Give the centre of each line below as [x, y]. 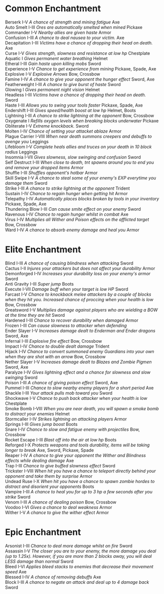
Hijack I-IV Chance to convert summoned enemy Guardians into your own [80, 351]
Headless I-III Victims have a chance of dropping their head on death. [76, 95]
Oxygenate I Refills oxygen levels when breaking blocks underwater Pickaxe [82, 121]
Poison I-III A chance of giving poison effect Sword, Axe [62, 382]
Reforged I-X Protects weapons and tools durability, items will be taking [78, 445]
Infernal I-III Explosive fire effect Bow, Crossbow [54, 341]
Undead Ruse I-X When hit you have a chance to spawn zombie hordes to [80, 481]
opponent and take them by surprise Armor [49, 476]
